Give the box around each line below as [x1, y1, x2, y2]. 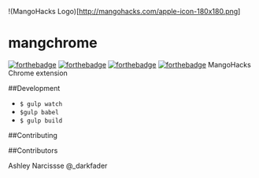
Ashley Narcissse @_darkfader [8, 161, 108, 170]
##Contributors [8, 145, 58, 155]
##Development [8, 83, 61, 93]
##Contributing [8, 130, 57, 140]
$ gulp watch [19, 100, 63, 108]
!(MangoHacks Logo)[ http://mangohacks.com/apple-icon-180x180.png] [8, 7, 241, 16]
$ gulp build [19, 117, 63, 125]
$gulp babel [19, 108, 59, 116]
